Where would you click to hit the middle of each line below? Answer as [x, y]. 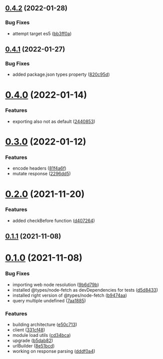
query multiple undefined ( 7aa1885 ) [49, 300]
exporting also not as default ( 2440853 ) [54, 121]
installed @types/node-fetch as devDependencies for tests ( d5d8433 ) [85, 290]
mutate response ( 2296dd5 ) [42, 174]
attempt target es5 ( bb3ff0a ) [42, 33]
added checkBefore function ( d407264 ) [54, 220]
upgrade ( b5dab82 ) [33, 340]
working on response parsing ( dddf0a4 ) [54, 351]
